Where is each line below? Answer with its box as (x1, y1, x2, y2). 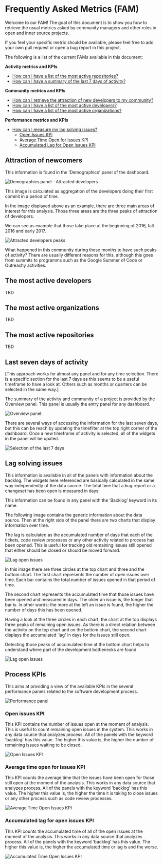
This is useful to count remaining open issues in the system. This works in (5, 726, 153, 732)
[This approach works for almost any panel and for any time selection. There (5, 371, 159, 377)
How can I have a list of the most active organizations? (12, 108, 122, 113)
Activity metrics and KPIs (5, 64, 57, 69)
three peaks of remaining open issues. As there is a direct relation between (5, 622, 156, 627)
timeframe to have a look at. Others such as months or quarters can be (5, 381, 147, 387)
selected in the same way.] (5, 387, 59, 392)
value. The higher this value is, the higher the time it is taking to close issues (5, 790, 158, 796)
